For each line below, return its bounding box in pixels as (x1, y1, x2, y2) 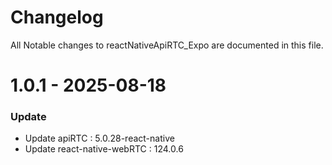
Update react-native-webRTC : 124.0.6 (24, 143, 184, 155)
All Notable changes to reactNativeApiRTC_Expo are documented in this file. (10, 39, 324, 51)
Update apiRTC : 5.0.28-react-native (24, 132, 175, 145)
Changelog (10, 6, 104, 29)
